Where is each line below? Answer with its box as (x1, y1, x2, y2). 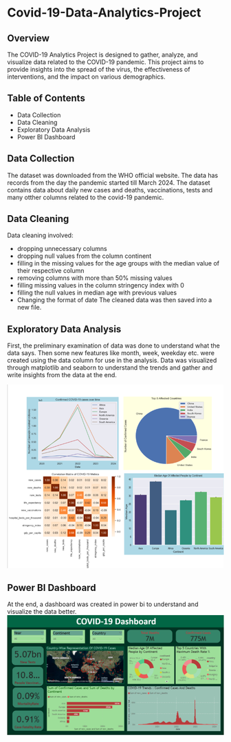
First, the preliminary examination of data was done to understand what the (7, 341, 220, 350)
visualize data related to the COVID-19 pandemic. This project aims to (7, 58, 204, 66)
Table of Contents (7, 92, 86, 104)
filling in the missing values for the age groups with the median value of (16, 259, 220, 268)
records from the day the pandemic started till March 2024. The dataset (7, 178, 211, 187)
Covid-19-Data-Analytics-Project (7, 5, 201, 21)
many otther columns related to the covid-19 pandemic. (7, 193, 164, 201)
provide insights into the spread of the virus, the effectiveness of (7, 66, 190, 73)
